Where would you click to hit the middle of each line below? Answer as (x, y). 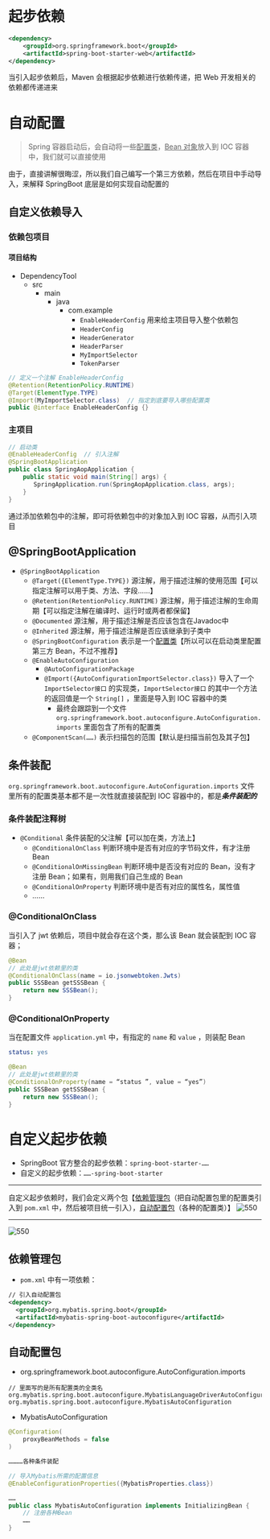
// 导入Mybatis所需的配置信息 (53, 1476)
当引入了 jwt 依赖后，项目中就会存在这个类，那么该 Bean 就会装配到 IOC (128, 935)
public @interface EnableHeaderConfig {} (79, 408)
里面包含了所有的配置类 (122, 727)
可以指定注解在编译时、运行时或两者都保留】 (120, 611)
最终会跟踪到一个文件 (91, 709)
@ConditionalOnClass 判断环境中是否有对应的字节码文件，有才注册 (141, 848)
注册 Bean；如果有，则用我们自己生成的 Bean (107, 877)
